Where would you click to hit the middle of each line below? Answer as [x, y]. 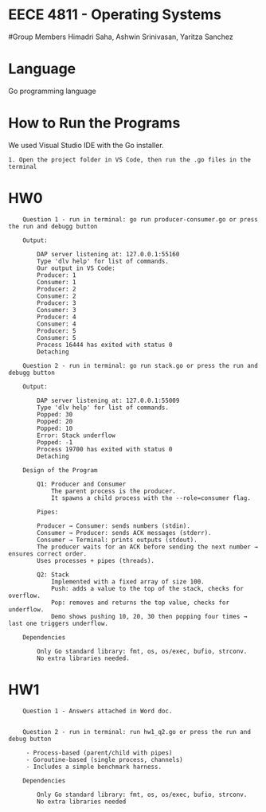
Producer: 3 [57, 303]
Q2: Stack [53, 575]
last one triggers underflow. [59, 623]
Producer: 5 [57, 331]
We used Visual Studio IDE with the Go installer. [86, 145]
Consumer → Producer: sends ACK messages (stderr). [125, 533]
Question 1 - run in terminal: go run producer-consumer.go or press [141, 219]
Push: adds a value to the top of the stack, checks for [147, 588]
